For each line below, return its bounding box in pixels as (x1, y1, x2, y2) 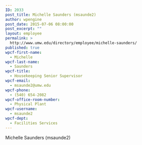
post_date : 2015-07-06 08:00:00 (5, 21, 74, 27)
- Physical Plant (10, 102, 47, 107)
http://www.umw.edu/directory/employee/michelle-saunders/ (10, 41, 137, 46)
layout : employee (5, 31, 42, 36)
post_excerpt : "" (5, 26, 42, 31)
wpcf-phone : (5, 87, 30, 93)
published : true (5, 45, 40, 50)
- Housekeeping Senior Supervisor (10, 74, 83, 79)
